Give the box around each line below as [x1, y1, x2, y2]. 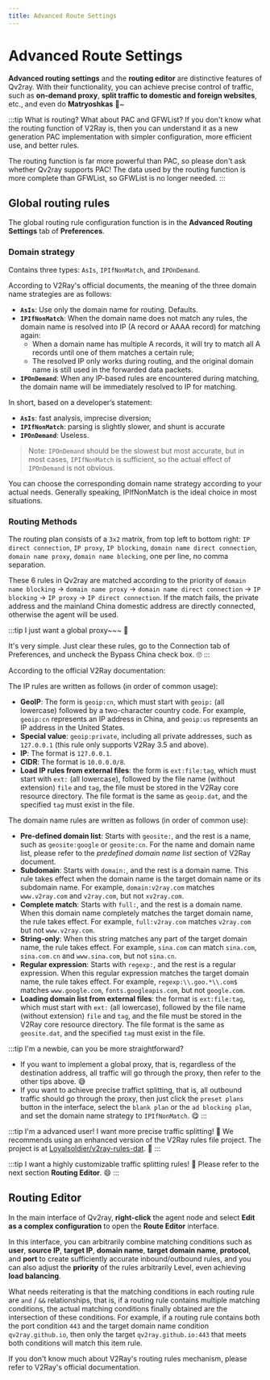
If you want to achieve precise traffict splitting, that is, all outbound [19, 1085, 242, 1094]
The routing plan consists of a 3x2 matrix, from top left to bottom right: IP [8, 534, 251, 544]
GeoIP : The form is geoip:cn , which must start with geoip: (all [19, 697, 225, 707]
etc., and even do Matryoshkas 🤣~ [8, 98, 125, 109]
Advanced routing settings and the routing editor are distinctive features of [8, 73, 263, 83]
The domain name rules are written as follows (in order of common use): [8, 815, 248, 825]
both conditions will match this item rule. [8, 1338, 143, 1348]
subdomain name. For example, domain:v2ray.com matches [19, 882, 215, 892]
